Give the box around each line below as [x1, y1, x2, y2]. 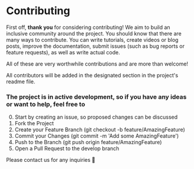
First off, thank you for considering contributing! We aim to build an [6, 24, 170, 31]
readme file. [6, 78, 35, 85]
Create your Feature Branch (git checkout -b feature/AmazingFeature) [14, 126, 185, 134]
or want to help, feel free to [6, 100, 86, 108]
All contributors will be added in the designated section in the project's [6, 71, 179, 79]
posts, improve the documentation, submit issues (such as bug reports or [6, 43, 185, 50]
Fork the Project [14, 120, 54, 127]
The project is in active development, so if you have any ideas [6, 93, 187, 101]
